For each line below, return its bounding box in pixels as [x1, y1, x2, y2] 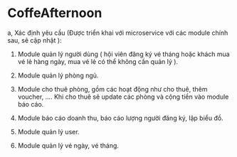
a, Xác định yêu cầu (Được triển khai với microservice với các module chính [7, 28, 228, 37]
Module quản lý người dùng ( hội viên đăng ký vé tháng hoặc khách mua [17, 50, 230, 58]
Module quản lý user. [17, 127, 80, 136]
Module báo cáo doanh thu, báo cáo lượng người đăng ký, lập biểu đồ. [17, 114, 223, 122]
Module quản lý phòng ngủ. [17, 71, 99, 80]
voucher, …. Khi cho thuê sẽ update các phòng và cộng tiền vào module [17, 92, 229, 101]
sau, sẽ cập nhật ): [7, 36, 62, 44]
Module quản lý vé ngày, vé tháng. [17, 141, 120, 150]
